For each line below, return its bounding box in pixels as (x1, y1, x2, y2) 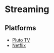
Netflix (12, 42, 26, 48)
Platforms (5, 24, 36, 32)
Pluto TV (12, 37, 30, 43)
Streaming (5, 4, 49, 15)
